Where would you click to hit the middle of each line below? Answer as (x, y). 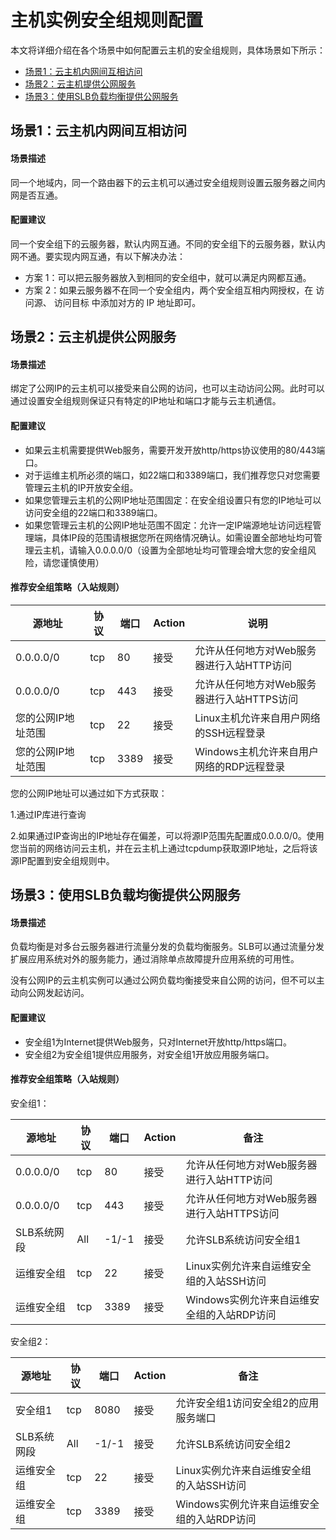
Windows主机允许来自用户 (256, 751)
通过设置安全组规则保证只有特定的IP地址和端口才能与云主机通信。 (146, 401)
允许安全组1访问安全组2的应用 (247, 1403)
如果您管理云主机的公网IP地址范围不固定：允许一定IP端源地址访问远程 (168, 525)
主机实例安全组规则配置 (107, 20)
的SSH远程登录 (230, 733)
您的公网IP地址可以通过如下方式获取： (89, 793)
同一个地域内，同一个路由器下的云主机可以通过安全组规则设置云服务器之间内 (168, 182)
